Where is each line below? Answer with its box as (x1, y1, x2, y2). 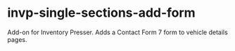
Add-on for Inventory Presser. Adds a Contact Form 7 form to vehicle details (7, 28, 229, 36)
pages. (7, 35, 27, 43)
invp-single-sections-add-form (7, 5, 196, 21)
